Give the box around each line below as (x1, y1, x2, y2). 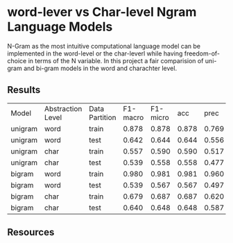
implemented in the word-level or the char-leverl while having (7, 49, 183, 58)
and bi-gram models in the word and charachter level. (23, 64, 178, 72)
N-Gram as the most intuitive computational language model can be (7, 42, 201, 50)
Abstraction (44, 103, 83, 113)
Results (7, 84, 41, 96)
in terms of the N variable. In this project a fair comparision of (28, 56, 204, 65)
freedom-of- (184, 49, 221, 58)
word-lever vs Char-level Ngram (7, 4, 197, 20)
